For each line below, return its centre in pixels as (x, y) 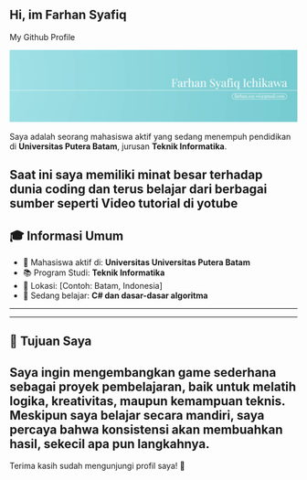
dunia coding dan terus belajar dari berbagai (138, 190)
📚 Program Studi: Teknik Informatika (94, 272)
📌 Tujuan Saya (51, 341)
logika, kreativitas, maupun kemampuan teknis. (148, 401)
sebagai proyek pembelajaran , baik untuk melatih (153, 386)
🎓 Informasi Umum (67, 235)
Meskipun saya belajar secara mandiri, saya (137, 415)
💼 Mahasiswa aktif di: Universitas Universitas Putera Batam (137, 262)
